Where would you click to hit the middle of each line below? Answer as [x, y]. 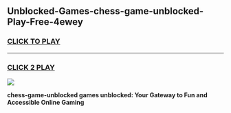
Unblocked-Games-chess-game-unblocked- [106, 11]
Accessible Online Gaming [46, 102]
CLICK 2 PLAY [31, 67]
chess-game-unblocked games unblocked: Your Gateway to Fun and [107, 95]
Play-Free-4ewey [45, 22]
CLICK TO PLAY [34, 42]
